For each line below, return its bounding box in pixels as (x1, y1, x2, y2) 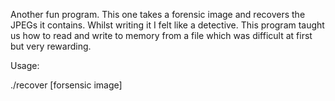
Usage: (10, 60, 40, 71)
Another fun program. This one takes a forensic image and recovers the (10, 9, 306, 20)
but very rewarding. (10, 40, 92, 52)
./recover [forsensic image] (10, 79, 123, 91)
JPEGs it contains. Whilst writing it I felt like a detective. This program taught (10, 19, 325, 31)
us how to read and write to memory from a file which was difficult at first (10, 30, 313, 41)
